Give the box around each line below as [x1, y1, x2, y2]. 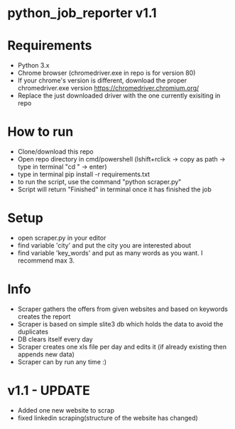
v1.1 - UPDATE [7, 383, 90, 399]
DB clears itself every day [17, 334, 94, 343]
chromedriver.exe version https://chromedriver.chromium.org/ [17, 84, 200, 92]
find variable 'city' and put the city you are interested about [17, 241, 192, 250]
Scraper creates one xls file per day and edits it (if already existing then [17, 342, 227, 351]
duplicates [17, 327, 48, 336]
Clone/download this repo [17, 147, 94, 156]
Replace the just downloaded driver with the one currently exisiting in [17, 91, 221, 100]
